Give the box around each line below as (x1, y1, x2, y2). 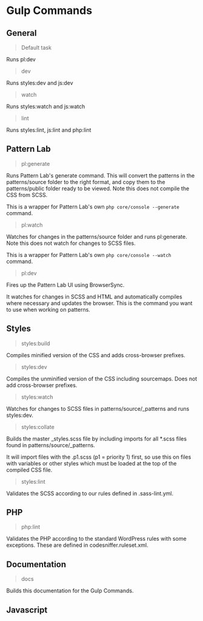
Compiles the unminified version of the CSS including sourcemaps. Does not (6, 375, 198, 382)
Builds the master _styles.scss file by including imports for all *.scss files (6, 435, 187, 442)
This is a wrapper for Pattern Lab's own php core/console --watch (6, 251, 171, 258)
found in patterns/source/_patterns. (6, 441, 95, 448)
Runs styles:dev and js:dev (6, 80, 74, 86)
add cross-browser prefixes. (6, 381, 78, 389)
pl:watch (21, 221, 43, 228)
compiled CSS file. (6, 466, 53, 473)
